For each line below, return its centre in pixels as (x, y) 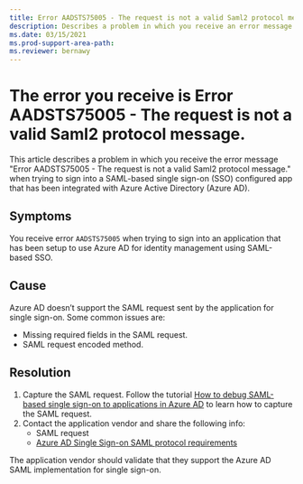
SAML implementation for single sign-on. (85, 470)
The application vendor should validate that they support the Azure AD (141, 460)
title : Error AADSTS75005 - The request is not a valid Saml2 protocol (147, 18)
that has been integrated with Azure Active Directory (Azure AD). (130, 188)
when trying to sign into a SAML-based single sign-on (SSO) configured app (151, 179)
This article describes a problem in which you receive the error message (144, 160)
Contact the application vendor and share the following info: (134, 423)
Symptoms (41, 216)
